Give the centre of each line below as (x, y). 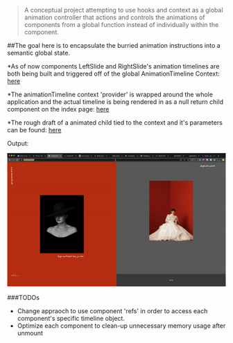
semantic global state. (39, 53)
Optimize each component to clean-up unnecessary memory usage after (121, 326)
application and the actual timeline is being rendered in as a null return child (115, 102)
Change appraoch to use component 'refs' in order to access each (112, 311)
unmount (30, 333)
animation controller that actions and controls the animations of (115, 17)
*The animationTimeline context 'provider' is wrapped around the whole (110, 94)
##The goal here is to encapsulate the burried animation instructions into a (114, 45)
